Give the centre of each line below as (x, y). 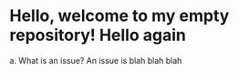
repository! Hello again (98, 35)
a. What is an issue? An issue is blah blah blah (96, 60)
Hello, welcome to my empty (119, 16)
